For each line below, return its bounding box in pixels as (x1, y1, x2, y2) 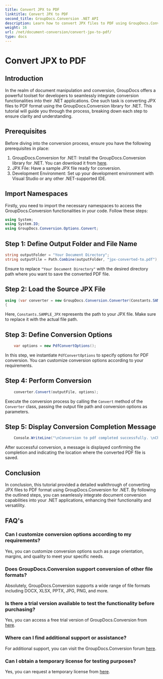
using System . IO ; (5, 222, 40, 227)
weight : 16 (5, 25, 27, 30)
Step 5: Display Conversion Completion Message (5, 423, 156, 431)
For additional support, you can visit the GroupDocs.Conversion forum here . (5, 645, 157, 651)
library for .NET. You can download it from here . (12, 160, 108, 166)
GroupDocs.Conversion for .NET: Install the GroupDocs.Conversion (12, 155, 146, 161)
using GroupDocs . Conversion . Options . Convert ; (5, 226, 98, 231)
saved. (5, 455, 18, 461)
